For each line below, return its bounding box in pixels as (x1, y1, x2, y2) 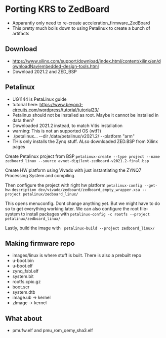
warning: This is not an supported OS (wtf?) (12, 128, 101, 134)
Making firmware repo (5, 239, 75, 248)
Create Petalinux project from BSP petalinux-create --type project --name (5, 153, 160, 159)
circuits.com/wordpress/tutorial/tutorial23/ (12, 107, 99, 113)
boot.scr (12, 284, 30, 290)
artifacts (12, 30, 30, 36)
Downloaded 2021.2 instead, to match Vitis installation (12, 123, 123, 129)
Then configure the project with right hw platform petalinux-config (5, 182, 142, 188)
